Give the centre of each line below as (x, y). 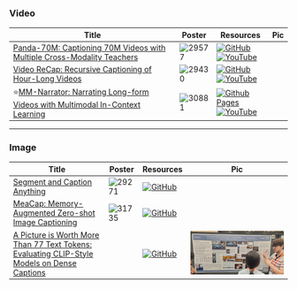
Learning (29, 114)
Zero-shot (76, 213)
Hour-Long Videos (47, 79)
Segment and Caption (53, 182)
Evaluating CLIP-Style (53, 254)
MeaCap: (30, 204)
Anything (29, 192)
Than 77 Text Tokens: (53, 244)
